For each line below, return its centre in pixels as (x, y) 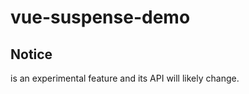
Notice (31, 54)
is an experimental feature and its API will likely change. (125, 78)
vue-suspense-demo (100, 17)
